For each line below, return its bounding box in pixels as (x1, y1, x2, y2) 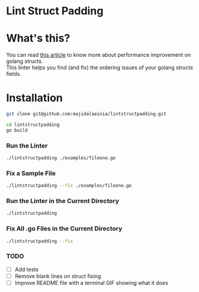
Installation (6, 91, 63, 105)
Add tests (14, 266, 39, 273)
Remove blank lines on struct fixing (14, 272, 101, 279)
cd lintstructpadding (6, 121, 60, 128)
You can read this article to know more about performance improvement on (6, 51, 191, 59)
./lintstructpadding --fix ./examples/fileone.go (6, 183, 132, 189)
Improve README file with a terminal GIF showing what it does (14, 279, 169, 286)
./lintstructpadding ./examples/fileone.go (6, 155, 116, 161)
